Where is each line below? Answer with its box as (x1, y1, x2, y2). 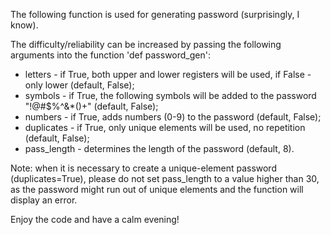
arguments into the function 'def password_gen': (10, 49, 211, 61)
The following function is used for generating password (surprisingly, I (10, 9, 300, 20)
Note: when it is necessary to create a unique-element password (10, 162, 277, 174)
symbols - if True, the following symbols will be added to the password (24, 90, 317, 101)
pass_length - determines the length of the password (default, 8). (24, 143, 295, 154)
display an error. (10, 194, 78, 206)
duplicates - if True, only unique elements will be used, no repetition (24, 122, 306, 133)
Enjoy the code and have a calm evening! (10, 214, 180, 225)
